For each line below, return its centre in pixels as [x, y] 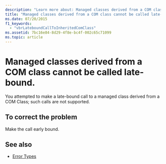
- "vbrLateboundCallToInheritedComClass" [53, 28]
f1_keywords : [19, 23]
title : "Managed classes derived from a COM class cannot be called [77, 14]
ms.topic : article [24, 38]
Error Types [24, 157]
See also [19, 144]
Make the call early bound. [32, 129]
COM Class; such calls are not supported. [48, 101]
